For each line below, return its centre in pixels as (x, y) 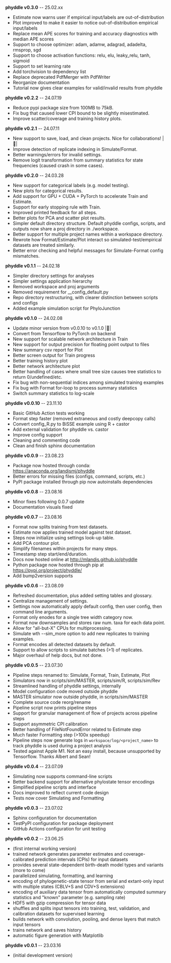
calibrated (23, 859)
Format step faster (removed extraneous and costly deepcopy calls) (84, 418)
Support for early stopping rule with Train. (57, 207)
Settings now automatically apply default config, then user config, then (87, 606)
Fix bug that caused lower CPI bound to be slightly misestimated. (81, 113)
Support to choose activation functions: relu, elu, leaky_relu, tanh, (82, 55)
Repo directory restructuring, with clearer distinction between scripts (85, 297)
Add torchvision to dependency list (49, 72)
